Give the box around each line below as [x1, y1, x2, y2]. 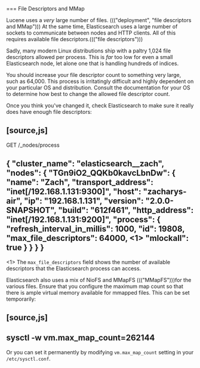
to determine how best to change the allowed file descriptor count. [6, 91, 170, 97]
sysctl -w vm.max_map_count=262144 [6, 333, 155, 343]
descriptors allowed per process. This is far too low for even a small [6, 54, 173, 60]
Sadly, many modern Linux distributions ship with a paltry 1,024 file [6, 47, 171, 54]
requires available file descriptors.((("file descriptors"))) [6, 36, 143, 42]
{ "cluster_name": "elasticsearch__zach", [6, 159, 164, 169]
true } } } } [6, 243, 45, 253]
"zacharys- [143, 187, 187, 197]
